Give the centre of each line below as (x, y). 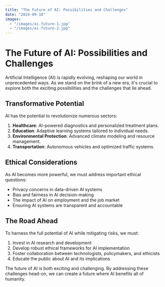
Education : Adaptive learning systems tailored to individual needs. (81, 131)
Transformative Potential (45, 104)
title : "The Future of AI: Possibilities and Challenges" (67, 10)
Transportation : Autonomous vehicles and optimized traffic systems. (83, 146)
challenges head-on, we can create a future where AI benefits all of (75, 274)
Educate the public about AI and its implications (61, 259)
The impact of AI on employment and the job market (66, 200)
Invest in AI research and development (52, 243)
